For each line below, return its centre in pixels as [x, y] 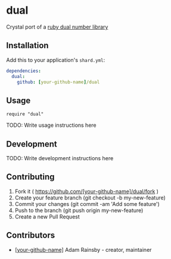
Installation [27, 46]
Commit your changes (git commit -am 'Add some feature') [87, 204]
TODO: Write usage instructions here [51, 125]
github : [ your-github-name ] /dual [58, 82]
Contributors [31, 235]
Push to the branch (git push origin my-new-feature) [79, 210]
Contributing [30, 177]
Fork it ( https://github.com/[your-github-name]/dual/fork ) [87, 191]
